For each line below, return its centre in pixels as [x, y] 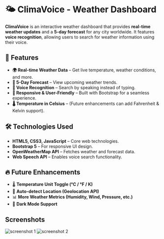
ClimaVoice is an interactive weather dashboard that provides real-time [78, 26]
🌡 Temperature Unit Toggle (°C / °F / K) [53, 184]
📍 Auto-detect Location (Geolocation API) [55, 191]
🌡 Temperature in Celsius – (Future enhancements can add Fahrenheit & [86, 103]
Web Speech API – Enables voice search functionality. [67, 157]
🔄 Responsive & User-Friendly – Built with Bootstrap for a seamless [81, 93]
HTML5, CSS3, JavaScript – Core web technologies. [66, 141]
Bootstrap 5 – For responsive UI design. [53, 146]
